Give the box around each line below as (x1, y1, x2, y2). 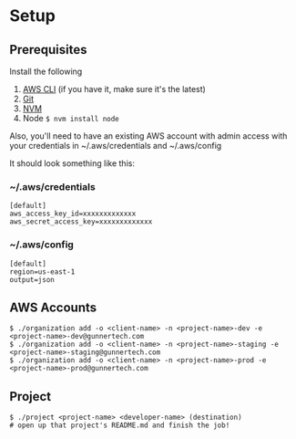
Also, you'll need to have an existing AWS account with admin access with (9, 131, 288, 141)
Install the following (9, 66, 83, 77)
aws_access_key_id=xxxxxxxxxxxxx (9, 209, 137, 219)
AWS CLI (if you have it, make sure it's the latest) (22, 84, 207, 94)
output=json (9, 275, 55, 284)
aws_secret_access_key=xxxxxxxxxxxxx (9, 217, 153, 226)
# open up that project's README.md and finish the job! (9, 421, 230, 430)
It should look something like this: (9, 158, 135, 169)
